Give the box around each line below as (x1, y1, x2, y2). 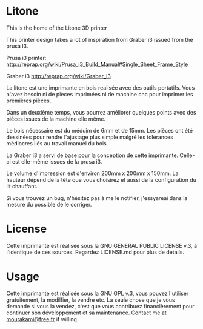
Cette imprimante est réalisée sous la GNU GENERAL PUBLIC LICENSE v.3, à (6, 242, 198, 249)
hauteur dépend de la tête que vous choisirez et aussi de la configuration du (6, 176, 197, 183)
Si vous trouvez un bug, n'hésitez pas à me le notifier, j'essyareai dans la (6, 194, 188, 201)
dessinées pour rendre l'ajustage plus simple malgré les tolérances (6, 133, 174, 141)
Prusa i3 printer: (6, 54, 47, 61)
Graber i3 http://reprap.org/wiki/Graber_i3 (6, 72, 111, 79)
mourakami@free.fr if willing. (6, 315, 79, 322)
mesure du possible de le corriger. (6, 201, 92, 208)
